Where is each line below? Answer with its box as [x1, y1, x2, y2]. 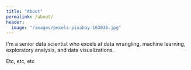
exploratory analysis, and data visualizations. [6, 47, 114, 54]
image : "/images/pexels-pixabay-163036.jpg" [11, 24, 121, 31]
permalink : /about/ [6, 14, 54, 20]
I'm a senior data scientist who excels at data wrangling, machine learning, [6, 40, 186, 47]
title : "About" [6, 8, 43, 14]
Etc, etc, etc [6, 58, 35, 65]
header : [6, 19, 25, 25]
